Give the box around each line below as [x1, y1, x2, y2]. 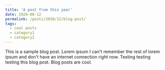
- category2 [9, 35, 35, 40]
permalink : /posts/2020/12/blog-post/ [5, 16, 86, 21]
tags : [5, 21, 16, 26]
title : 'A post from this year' [5, 7, 72, 12]
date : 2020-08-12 [5, 12, 41, 17]
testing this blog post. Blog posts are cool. [5, 59, 92, 65]
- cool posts [9, 26, 37, 31]
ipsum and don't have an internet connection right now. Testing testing [5, 54, 151, 60]
